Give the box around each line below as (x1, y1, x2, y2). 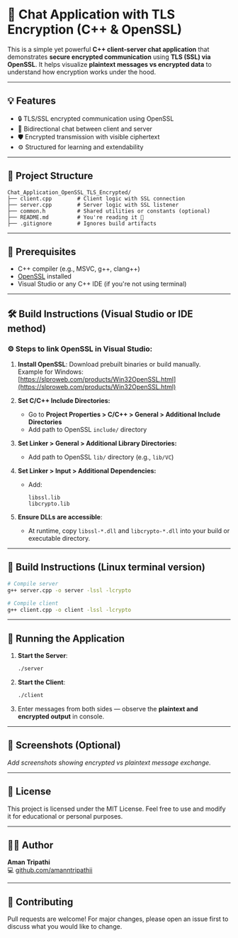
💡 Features (7, 95, 57, 107)
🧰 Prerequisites (7, 245, 76, 258)
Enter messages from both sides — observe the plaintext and (17, 704, 198, 713)
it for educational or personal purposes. (7, 812, 123, 820)
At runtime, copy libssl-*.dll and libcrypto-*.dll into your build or (28, 527, 230, 535)
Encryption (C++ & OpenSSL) (7, 21, 183, 38)
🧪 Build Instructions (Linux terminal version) (7, 561, 205, 573)
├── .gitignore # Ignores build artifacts (7, 220, 157, 227)
